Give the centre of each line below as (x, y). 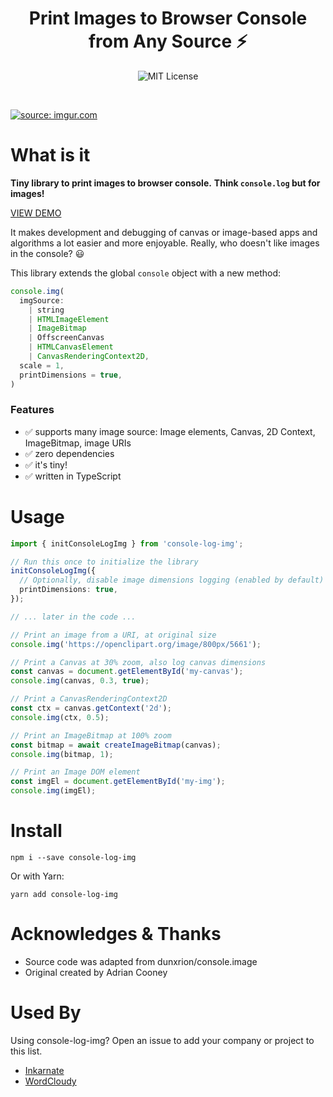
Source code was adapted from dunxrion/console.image (141, 961)
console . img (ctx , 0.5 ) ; (60, 717)
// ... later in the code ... (73, 617)
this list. (26, 1051)
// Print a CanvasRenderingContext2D (89, 699)
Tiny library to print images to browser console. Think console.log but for (165, 183)
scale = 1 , (42, 365)
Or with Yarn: (37, 876)
